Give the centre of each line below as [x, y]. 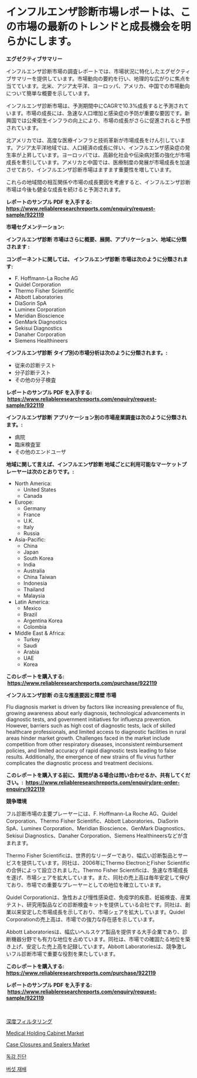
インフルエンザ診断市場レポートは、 [93, 12]
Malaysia [34, 595]
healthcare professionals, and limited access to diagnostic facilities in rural [96, 732]
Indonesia [35, 583]
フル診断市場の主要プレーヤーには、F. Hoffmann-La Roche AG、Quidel [92, 813]
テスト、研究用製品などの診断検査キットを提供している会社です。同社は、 [96, 904]
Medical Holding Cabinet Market [45, 1033]
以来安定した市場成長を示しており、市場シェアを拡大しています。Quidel [98, 912]
